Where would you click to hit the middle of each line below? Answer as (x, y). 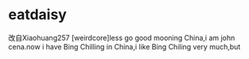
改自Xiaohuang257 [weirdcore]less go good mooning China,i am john (122, 37)
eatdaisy (38, 15)
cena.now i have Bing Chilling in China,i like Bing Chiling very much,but (124, 46)
